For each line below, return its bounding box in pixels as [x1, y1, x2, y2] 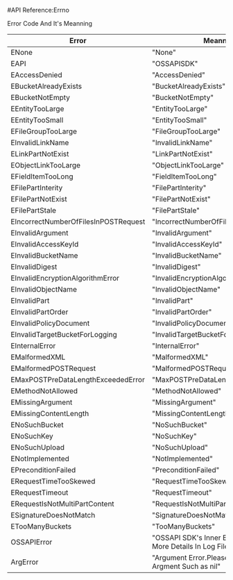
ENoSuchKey [10, 431, 53, 440]
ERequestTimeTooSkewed [10, 477, 96, 486]
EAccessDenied [10, 70, 62, 79]
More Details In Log [152, 542, 216, 551]
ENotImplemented [10, 454, 69, 463]
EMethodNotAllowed [10, 386, 78, 395]
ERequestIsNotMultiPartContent [10, 499, 114, 508]
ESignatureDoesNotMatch [10, 511, 96, 520]
